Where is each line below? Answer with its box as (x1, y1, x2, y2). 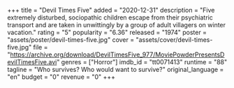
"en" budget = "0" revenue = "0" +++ (7, 73, 116, 81)
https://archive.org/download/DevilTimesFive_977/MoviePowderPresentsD (10, 50, 225, 59)
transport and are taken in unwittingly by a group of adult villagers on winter (7, 21, 226, 29)
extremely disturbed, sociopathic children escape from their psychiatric (7, 13, 213, 22)
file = (33, 43, 48, 51)
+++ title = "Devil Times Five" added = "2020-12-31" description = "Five (7, 6, 215, 14)
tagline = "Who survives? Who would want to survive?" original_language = (7, 66, 224, 73)
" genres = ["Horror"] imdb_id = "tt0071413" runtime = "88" (57, 58, 228, 66)
